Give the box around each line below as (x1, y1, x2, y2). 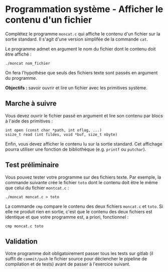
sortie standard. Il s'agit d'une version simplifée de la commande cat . (5, 36, 148, 42)
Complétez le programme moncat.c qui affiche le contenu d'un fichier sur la (5, 31, 160, 37)
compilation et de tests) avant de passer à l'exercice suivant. (5, 261, 130, 267)
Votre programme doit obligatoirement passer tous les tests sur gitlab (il (5, 250, 154, 256)
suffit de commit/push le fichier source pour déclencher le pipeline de (5, 256, 147, 262)
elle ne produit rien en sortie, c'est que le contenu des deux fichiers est (5, 208, 152, 214)
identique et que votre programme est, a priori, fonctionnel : (5, 214, 129, 220)
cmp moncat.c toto (5, 223, 44, 229)
